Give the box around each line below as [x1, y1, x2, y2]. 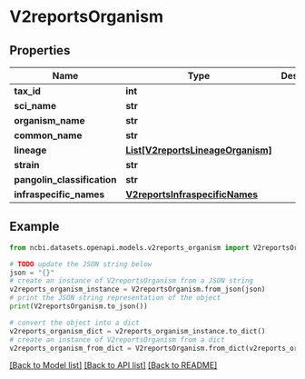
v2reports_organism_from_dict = [9, 344, 132, 353]
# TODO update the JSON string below [9, 259, 152, 269]
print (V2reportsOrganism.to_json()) [9, 302, 148, 311]
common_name [14, 129, 83, 142]
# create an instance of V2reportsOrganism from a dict [9, 334, 225, 344]
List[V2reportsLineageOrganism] [125, 144, 272, 156]
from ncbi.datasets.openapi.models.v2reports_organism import [9, 243, 250, 252]
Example [9, 219, 60, 234]
